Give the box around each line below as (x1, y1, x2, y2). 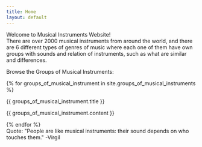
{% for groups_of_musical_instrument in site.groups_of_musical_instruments (6, 79, 196, 87)
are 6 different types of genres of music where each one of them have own (6, 43, 193, 51)
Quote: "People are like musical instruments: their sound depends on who (6, 127, 189, 134)
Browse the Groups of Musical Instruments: (6, 68, 114, 75)
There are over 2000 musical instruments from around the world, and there (6, 37, 193, 44)
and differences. (6, 56, 47, 64)
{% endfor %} (6, 121, 41, 128)
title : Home (6, 8, 36, 15)
